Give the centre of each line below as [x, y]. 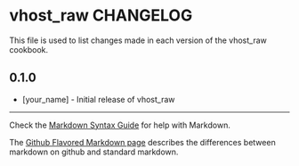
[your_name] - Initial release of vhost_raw [98, 99]
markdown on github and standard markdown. [94, 152]
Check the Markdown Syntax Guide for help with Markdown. [120, 125]
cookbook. [29, 49]
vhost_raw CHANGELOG [101, 16]
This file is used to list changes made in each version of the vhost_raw [138, 40]
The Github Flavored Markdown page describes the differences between [142, 142]
